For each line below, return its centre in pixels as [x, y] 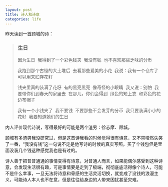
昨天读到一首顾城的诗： [29, 34]
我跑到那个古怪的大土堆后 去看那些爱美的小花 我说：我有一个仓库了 [88, 70]
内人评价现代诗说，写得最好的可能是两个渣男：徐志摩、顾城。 [69, 127]
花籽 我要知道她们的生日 [43, 116]
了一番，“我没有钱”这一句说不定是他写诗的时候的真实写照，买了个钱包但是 [82, 144]
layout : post [19, 10]
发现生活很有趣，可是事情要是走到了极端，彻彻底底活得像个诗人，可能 [90, 167]
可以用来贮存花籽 [35, 77]
